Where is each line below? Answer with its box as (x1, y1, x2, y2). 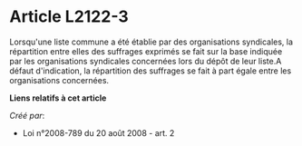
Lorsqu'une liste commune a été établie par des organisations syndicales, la (9, 36, 293, 47)
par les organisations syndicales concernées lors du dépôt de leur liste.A (9, 55, 282, 66)
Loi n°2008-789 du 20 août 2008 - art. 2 (22, 127, 175, 138)
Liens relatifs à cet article (9, 92, 107, 103)
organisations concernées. (9, 74, 110, 85)
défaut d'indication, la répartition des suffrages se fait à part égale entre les (9, 65, 292, 76)
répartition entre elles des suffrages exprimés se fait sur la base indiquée (9, 45, 283, 56)
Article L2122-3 (9, 6, 129, 27)
